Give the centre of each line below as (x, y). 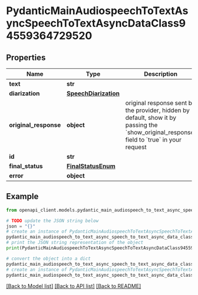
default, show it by (151, 118)
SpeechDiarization (93, 93)
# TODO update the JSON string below (52, 221)
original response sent (156, 103)
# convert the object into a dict (49, 259)
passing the (141, 125)
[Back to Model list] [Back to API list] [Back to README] (74, 286)
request (136, 147)
